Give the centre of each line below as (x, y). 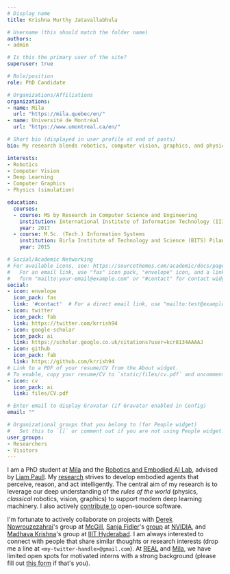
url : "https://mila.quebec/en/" (60, 114)
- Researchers (27, 444)
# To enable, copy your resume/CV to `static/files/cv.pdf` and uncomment (116, 374)
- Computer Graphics (37, 184)
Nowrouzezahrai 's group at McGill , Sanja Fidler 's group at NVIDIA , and (106, 527)
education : (23, 203)
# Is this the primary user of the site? (67, 58)
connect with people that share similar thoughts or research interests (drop (113, 541)
